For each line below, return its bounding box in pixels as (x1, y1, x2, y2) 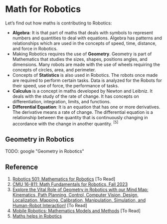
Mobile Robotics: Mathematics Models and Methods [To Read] (12, 208, 141, 214)
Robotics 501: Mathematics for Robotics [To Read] (12, 176, 116, 182)
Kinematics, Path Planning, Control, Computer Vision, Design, (12, 192, 139, 198)
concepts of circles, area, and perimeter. (12, 66, 96, 73)
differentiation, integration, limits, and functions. (12, 98, 111, 104)
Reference (5, 163, 38, 171)
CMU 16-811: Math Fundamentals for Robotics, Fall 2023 (12, 181, 128, 188)
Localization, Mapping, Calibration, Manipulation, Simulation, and (12, 197, 146, 203)
